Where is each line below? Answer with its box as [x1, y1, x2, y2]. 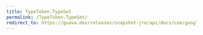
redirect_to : [6, 20, 39, 26]
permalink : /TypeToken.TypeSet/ [6, 14, 88, 20]
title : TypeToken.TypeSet [6, 8, 71, 15]
